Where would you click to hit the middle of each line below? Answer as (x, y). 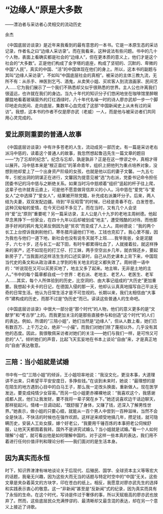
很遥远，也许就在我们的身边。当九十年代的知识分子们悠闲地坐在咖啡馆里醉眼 (81, 93)
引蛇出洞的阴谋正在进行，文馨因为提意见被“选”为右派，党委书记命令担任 (85, 177)
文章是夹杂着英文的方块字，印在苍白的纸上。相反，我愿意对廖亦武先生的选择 (81, 482)
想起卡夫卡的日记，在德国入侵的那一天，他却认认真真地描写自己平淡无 (88, 286)
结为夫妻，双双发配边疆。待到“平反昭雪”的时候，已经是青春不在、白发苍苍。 (81, 201)
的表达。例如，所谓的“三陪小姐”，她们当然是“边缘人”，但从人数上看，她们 (79, 321)
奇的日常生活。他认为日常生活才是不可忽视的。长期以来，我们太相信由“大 (78, 292)
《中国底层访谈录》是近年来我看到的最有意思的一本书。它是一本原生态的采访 (81, 45)
